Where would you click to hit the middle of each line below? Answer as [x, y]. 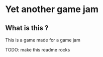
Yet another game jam [52, 9]
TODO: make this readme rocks [38, 50]
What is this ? [27, 28]
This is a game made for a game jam [43, 40]
